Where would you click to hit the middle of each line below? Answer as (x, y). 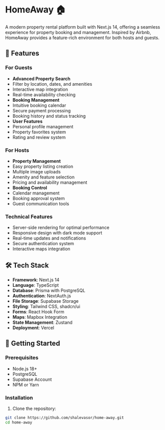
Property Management (36, 161)
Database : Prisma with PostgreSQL (49, 291)
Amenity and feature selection (43, 177)
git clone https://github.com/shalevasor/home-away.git (64, 418)
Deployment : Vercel (33, 328)
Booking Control (30, 187)
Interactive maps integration (41, 249)
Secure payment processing (41, 110)
